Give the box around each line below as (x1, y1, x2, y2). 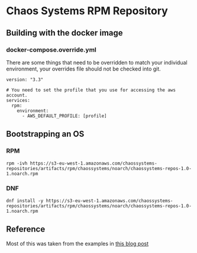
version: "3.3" (6, 76, 44, 82)
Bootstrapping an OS (6, 129, 85, 139)
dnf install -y (6, 197, 44, 204)
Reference (6, 224, 46, 235)
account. (6, 92, 28, 98)
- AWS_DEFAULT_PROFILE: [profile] (21, 113, 108, 119)
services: (6, 97, 31, 103)
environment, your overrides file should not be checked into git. (6, 65, 161, 72)
